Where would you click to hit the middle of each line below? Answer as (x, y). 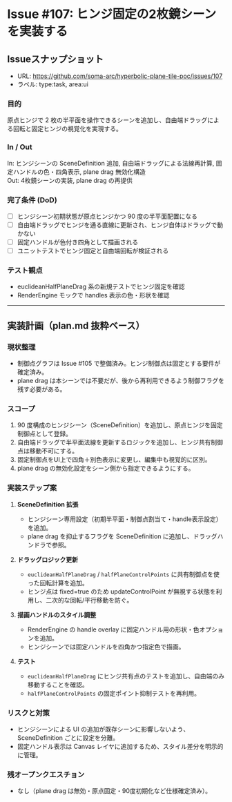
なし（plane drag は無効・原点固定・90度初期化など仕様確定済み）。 (114, 791)
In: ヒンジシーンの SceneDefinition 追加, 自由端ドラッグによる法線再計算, (111, 163)
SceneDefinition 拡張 (48, 504)
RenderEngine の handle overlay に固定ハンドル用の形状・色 (113, 629)
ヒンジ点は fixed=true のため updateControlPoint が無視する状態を (122, 591)
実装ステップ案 (32, 488)
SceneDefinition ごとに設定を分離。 (68, 738)
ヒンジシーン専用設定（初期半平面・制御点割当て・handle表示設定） (125, 519)
